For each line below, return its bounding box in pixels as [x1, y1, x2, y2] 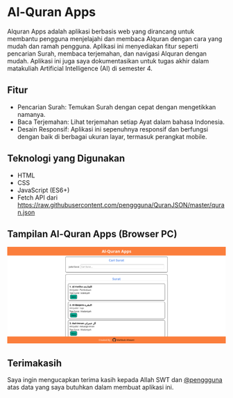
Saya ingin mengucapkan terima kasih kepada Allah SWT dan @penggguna [7, 376, 223, 384]
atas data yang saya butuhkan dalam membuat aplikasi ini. [7, 383, 174, 392]
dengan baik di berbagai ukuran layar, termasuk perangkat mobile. [17, 132, 207, 141]
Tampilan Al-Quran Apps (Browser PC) [7, 228, 178, 240]
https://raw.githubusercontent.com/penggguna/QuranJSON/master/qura [17, 200, 225, 209]
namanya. [17, 110, 46, 118]
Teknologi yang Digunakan [7, 152, 126, 164]
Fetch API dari [17, 193, 58, 202]
